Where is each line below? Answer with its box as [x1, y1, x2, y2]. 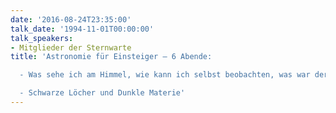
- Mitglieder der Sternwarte [10, 42, 132, 53]
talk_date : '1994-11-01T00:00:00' [10, 24, 155, 34]
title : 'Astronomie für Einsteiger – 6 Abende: [10, 52, 213, 62]
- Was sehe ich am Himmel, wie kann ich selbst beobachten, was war [19, 70, 311, 80]
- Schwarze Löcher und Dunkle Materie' [19, 88, 186, 98]
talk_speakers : [10, 33, 74, 43]
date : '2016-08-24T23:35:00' [10, 14, 132, 25]
